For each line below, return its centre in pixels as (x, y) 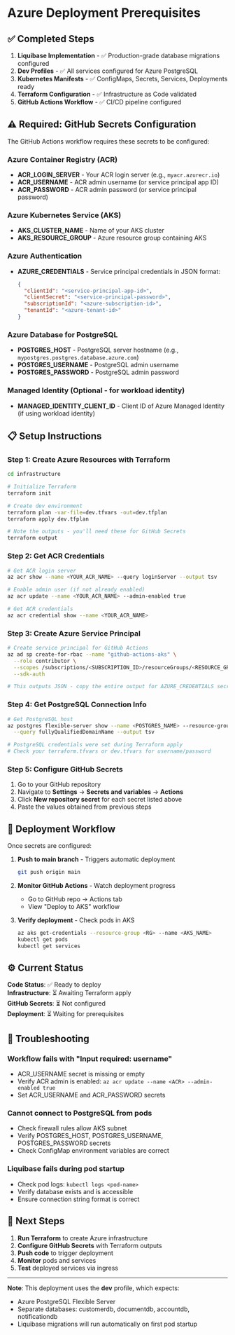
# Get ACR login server (42, 570)
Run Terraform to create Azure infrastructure (83, 1238)
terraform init (29, 493)
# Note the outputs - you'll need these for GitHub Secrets (97, 532)
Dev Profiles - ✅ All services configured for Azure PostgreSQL (107, 71)
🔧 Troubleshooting (48, 1039)
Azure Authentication (45, 256)
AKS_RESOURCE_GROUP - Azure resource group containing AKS (112, 238)
